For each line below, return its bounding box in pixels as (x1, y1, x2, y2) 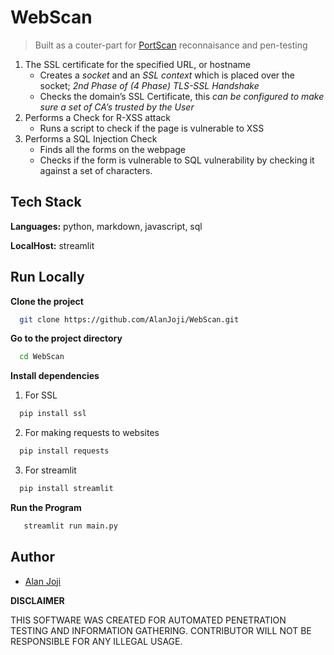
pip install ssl (19, 409, 87, 419)
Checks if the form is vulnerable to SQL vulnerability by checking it (39, 154, 315, 166)
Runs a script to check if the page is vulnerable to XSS (39, 122, 265, 134)
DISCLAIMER (10, 594, 65, 606)
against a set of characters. (39, 164, 153, 176)
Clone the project (10, 295, 84, 307)
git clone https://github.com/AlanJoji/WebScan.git (19, 314, 240, 325)
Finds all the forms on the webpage (39, 143, 187, 155)
